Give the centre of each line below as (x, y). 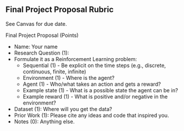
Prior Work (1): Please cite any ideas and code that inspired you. (91, 115)
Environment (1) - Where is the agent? (69, 78)
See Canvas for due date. (36, 23)
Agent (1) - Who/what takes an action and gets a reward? (92, 84)
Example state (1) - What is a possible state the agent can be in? (101, 90)
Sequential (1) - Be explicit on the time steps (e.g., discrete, (94, 65)
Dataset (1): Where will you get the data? (63, 109)
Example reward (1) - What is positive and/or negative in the (95, 96)
